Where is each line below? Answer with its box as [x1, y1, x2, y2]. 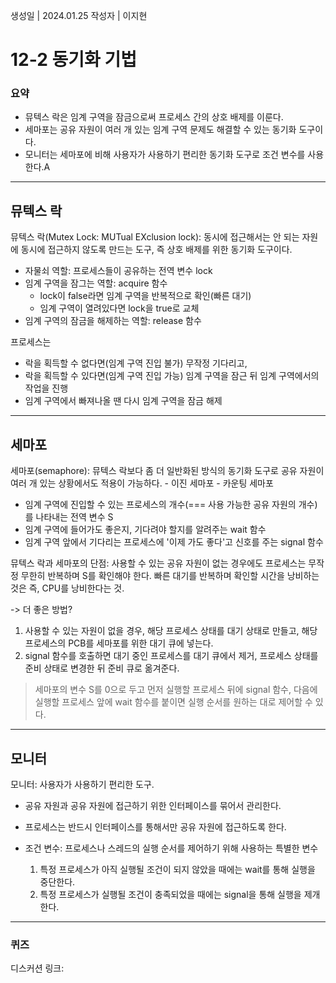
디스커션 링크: [10, 962, 65, 974]
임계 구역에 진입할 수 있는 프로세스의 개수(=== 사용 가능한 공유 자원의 [24, 499, 297, 511]
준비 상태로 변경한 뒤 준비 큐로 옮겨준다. [24, 662, 180, 674]
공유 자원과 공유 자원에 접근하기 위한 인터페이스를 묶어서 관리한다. [24, 799, 282, 811]
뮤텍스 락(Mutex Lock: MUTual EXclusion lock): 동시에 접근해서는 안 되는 [10, 231, 300, 243]
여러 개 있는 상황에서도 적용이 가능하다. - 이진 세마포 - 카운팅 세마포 [10, 477, 274, 489]
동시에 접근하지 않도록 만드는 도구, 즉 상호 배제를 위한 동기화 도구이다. [20, 244, 293, 256]
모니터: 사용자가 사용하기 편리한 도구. [10, 778, 155, 790]
